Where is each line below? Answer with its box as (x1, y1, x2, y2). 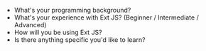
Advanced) (13, 21, 47, 29)
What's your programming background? (13, 6, 131, 14)
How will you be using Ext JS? (13, 28, 103, 36)
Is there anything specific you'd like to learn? (13, 36, 146, 44)
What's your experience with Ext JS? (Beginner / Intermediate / (13, 13, 199, 22)
